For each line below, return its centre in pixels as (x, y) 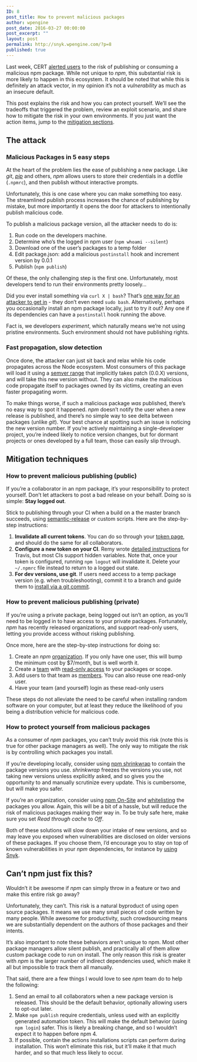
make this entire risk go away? (43, 894)
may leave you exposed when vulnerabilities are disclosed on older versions (98, 836)
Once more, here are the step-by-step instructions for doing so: (83, 645)
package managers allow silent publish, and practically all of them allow (93, 948)
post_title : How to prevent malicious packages (66, 17)
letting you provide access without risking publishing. (71, 633)
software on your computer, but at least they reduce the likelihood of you (94, 705)
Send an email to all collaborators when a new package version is (94, 996)
